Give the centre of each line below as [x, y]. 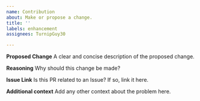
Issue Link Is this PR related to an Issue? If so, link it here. [77, 80]
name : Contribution [31, 12]
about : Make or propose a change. [50, 17]
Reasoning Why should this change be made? [63, 68]
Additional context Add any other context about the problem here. [89, 91]
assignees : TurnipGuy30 [36, 34]
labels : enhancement [32, 29]
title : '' [19, 23]
